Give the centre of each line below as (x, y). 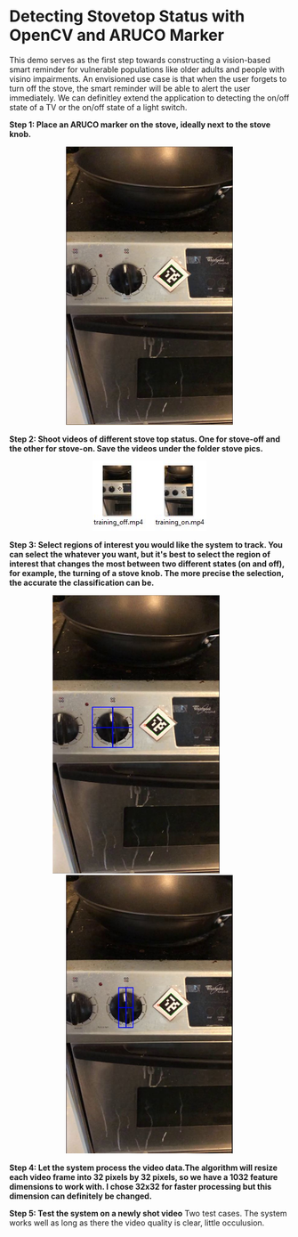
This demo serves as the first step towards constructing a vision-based (140, 60)
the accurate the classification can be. (82, 582)
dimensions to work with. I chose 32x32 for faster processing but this (141, 1186)
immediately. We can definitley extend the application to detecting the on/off (149, 98)
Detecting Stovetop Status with (127, 16)
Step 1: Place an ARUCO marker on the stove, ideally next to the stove (140, 124)
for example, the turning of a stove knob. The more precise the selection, (147, 573)
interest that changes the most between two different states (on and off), (147, 564)
